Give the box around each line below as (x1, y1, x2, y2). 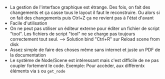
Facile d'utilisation (9, 20, 47, 26)
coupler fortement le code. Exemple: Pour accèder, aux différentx (9, 62, 145, 68)
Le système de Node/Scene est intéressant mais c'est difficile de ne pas (9, 57, 159, 63)
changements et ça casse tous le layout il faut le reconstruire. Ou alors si (9, 9, 160, 15)
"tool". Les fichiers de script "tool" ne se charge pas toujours (9, 31, 135, 36)
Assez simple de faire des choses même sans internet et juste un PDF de (9, 47, 160, 52)
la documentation (9, 52, 46, 58)
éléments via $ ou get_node (9, 68, 66, 74)
